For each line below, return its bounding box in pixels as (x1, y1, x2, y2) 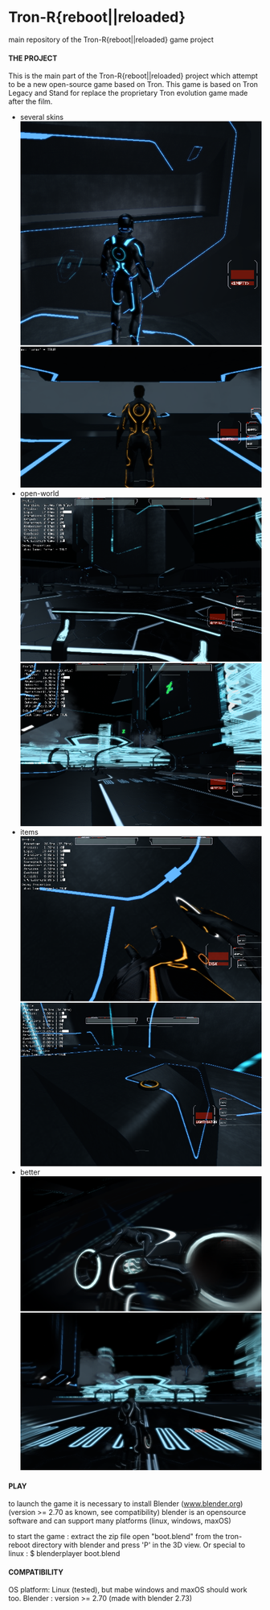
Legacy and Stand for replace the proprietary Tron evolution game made (8, 89, 248, 98)
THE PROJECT (8, 53, 58, 63)
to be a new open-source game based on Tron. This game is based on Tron (8, 80, 259, 89)
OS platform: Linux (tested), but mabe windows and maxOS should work (8, 1585, 247, 1595)
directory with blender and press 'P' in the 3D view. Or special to (31, 1540, 246, 1550)
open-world (19, 489, 59, 498)
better (19, 1167, 40, 1177)
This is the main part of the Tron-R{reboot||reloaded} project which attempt (8, 71, 259, 80)
